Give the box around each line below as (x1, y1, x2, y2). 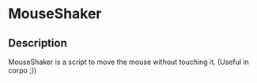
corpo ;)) (8, 66, 37, 75)
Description (8, 36, 67, 50)
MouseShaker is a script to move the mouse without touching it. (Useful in (8, 57, 249, 66)
